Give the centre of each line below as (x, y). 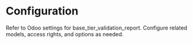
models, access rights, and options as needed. (65, 34)
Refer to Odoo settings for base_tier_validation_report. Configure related (96, 28)
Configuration (42, 11)
